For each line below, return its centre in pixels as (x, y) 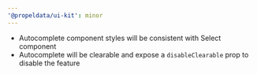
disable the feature (49, 63)
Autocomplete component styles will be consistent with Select (120, 38)
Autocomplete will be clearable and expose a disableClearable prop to (134, 54)
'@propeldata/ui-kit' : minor (55, 15)
